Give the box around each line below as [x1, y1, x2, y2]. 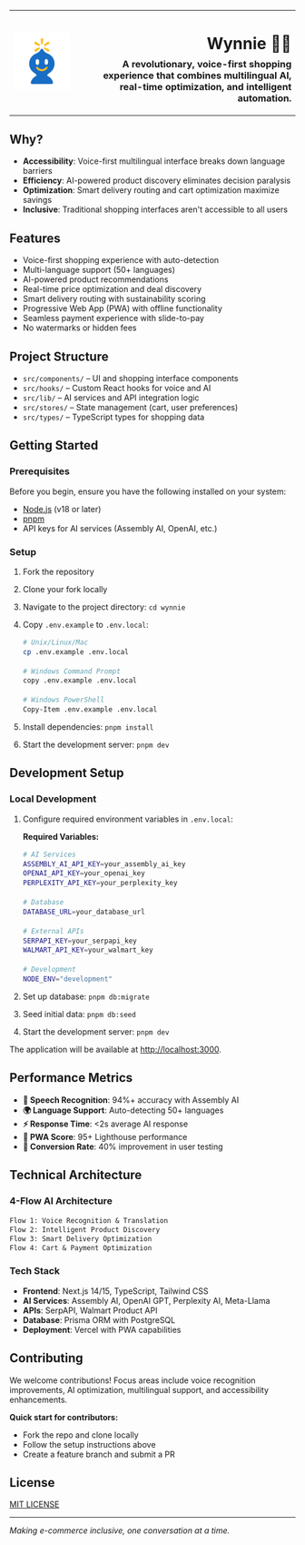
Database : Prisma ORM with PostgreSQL [22, 1314, 176, 1325]
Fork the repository [22, 566, 95, 577]
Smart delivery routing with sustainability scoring [22, 293, 206, 305]
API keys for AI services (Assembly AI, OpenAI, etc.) [22, 522, 218, 533]
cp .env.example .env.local [22, 647, 129, 656]
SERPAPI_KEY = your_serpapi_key [22, 936, 138, 945]
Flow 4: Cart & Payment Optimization [9, 1244, 152, 1253]
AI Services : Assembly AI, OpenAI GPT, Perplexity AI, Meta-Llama [22, 1295, 271, 1306]
